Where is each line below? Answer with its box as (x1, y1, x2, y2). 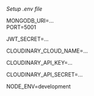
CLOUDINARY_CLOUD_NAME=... (6, 47, 88, 54)
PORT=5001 (6, 24, 36, 31)
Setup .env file (6, 6, 42, 12)
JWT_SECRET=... (6, 35, 49, 42)
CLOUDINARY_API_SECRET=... (6, 71, 83, 78)
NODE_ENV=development (6, 83, 71, 90)
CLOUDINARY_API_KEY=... (6, 59, 73, 66)
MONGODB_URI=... (6, 17, 54, 24)
